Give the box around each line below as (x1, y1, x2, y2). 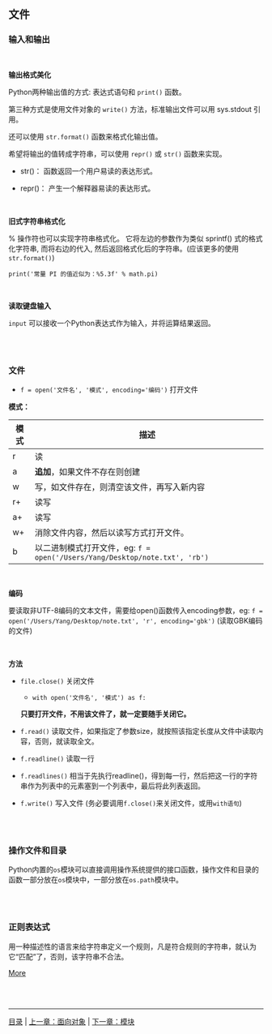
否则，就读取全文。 (34, 736, 99, 746)
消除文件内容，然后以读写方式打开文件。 (34, 526, 189, 538)
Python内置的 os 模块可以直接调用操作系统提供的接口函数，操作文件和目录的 (8, 865, 259, 874)
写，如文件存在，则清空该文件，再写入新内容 (34, 481, 205, 492)
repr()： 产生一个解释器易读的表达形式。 (19, 183, 155, 193)
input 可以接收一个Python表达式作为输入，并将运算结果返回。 (8, 318, 216, 328)
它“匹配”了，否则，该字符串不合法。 (8, 951, 129, 961)
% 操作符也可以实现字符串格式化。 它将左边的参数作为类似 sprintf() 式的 (8, 234, 249, 243)
